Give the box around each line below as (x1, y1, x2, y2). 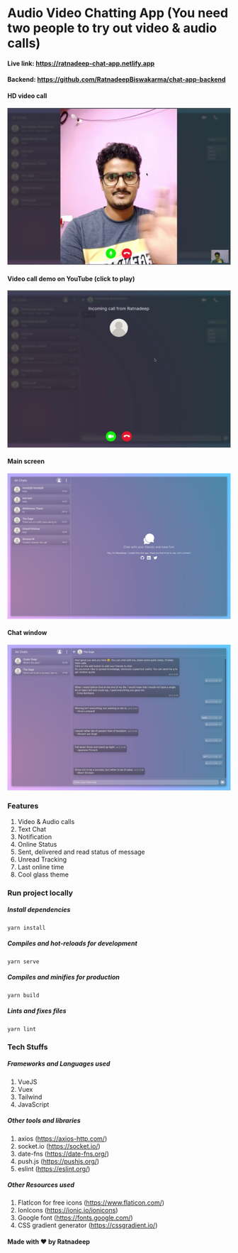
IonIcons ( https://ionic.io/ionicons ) (17, 1206, 118, 1215)
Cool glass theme (17, 870, 69, 879)
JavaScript (17, 1100, 50, 1109)
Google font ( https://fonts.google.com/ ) (17, 1213, 133, 1222)
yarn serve (7, 958, 40, 965)
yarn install (7, 924, 46, 931)
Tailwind (17, 1092, 42, 1101)
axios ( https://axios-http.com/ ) (17, 1134, 108, 1143)
